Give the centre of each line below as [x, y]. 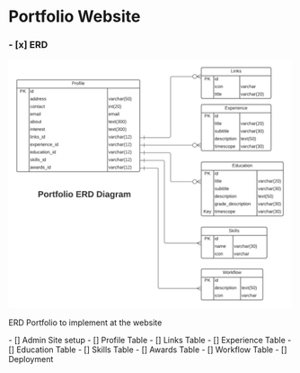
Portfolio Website [75, 17]
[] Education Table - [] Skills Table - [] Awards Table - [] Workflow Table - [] [148, 350]
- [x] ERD [28, 45]
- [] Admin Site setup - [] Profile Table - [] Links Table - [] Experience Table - [150, 341]
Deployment [31, 359]
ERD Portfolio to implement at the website [85, 323]
